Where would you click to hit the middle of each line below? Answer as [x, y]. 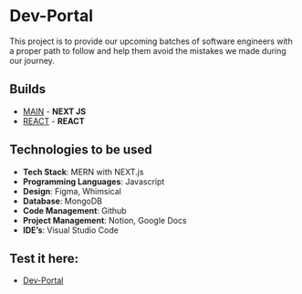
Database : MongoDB [62, 201]
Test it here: [44, 258]
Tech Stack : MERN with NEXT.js [83, 172]
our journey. [32, 60]
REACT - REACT [53, 121]
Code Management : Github [74, 210]
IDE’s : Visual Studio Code [70, 230]
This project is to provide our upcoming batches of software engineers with [151, 41]
